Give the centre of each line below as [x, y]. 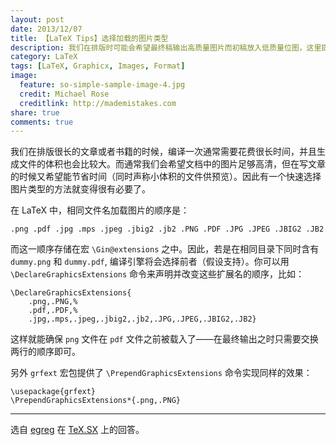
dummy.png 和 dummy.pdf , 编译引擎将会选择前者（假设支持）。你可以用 [150, 262]
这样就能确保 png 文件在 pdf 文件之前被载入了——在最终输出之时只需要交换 [164, 339]
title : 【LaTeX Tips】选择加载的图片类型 [89, 38]
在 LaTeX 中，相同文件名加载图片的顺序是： [100, 210]
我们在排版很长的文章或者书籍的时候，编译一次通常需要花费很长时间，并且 [163, 152]
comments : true [42, 122]
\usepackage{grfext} [53, 392]
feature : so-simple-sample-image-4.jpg [102, 85]
